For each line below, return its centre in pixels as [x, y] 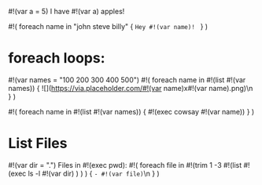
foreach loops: [57, 58]
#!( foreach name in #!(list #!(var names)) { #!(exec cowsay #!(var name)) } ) [131, 111]
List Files [38, 143]
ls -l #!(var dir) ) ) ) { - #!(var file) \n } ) [94, 173]
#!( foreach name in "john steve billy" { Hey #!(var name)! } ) [108, 26]
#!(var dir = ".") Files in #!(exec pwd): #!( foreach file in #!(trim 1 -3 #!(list [125, 165]
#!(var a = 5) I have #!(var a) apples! [66, 11]
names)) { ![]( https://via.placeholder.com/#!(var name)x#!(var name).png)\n [131, 88]
